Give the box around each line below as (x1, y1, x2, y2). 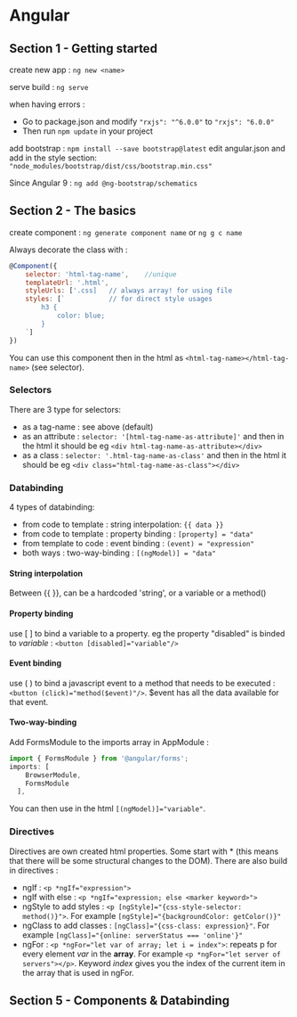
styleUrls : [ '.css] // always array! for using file (25, 286, 233, 295)
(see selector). (30, 362, 84, 373)
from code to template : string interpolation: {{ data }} (21, 519, 224, 530)
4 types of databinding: (9, 502, 95, 513)
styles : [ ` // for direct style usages (25, 295, 213, 304)
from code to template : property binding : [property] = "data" (21, 529, 254, 539)
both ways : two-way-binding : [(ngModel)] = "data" (21, 547, 216, 558)
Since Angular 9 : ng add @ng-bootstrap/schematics (9, 177, 198, 188)
